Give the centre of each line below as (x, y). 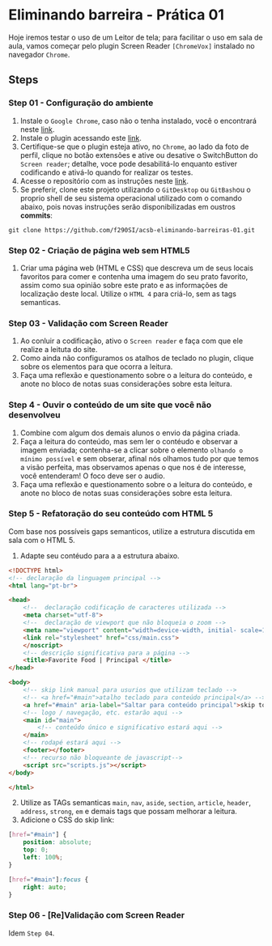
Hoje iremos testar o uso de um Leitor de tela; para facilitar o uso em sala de (136, 37)
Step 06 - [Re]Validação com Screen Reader (96, 915)
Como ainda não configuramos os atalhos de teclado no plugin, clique (137, 358)
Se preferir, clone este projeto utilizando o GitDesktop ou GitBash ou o (135, 189)
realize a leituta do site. (59, 350)
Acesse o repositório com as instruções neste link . (104, 180)
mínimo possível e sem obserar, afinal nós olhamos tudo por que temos (139, 458)
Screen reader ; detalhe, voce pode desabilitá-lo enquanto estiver (128, 163)
